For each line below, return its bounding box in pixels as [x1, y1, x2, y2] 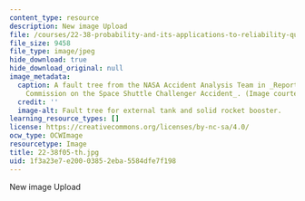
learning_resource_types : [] [9, 114, 120, 123]
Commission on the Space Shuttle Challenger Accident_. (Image [25, 89, 271, 98]
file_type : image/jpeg [9, 47, 95, 56]
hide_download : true [9, 55, 88, 64]
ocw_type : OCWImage [9, 131, 84, 140]
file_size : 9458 [9, 38, 71, 48]
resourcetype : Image [9, 139, 88, 148]
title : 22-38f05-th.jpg [9, 148, 100, 157]
